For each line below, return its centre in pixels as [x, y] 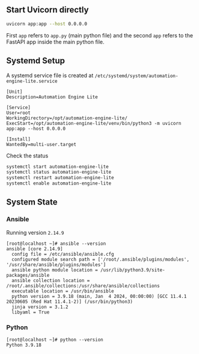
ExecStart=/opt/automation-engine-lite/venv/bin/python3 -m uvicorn [94, 123]
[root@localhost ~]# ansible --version [56, 244]
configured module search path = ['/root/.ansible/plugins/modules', [100, 259]
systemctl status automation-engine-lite [59, 172]
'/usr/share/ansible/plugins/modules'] [56, 265]
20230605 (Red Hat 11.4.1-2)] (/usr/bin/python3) [70, 302]
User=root [19, 113]
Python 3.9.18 [24, 345]
